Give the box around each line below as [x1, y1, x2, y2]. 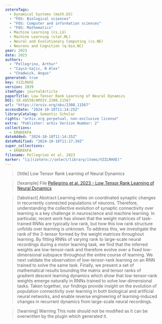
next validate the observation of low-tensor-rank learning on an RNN [17, 257, 155, 263]
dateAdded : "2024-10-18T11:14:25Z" [5, 134, 78, 139]
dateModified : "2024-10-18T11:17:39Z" [5, 139, 84, 144]
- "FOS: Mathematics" [9, 25, 54, 30]
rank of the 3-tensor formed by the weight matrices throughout [17, 231, 144, 237]
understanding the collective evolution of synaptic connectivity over [17, 205, 154, 211]
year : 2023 [5, 48, 27, 53]
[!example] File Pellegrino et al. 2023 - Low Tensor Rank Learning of [17, 180, 155, 186]
